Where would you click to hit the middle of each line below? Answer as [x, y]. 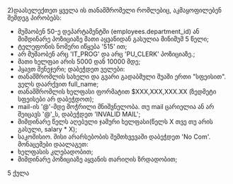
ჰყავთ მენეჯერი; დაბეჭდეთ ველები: [71, 69]
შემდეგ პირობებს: [34, 18]
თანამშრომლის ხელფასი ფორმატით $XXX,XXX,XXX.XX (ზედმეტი [117, 92]
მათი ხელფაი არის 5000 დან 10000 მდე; [79, 62]
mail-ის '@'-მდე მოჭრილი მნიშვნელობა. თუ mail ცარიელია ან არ [116, 107]
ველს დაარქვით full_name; [58, 84]
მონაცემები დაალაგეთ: [53, 144]
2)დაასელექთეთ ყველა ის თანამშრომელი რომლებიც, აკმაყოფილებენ [114, 10]
